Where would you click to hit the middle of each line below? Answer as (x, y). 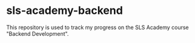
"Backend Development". (38, 33)
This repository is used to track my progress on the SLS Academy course (97, 27)
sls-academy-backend (64, 11)
